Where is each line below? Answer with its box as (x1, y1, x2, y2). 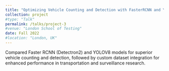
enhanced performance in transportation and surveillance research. (5, 60, 146, 66)
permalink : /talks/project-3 (5, 21, 66, 27)
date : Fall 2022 (5, 31, 39, 36)
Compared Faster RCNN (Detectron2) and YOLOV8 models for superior (5, 49, 153, 55)
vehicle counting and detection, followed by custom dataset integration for (5, 54, 159, 60)
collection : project (5, 12, 49, 17)
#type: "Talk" (5, 17, 35, 22)
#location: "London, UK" (5, 36, 57, 41)
